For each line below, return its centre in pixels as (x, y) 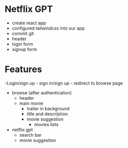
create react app (29, 23)
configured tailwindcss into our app (48, 28)
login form (22, 44)
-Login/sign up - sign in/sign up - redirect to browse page (64, 83)
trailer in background (48, 108)
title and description (47, 114)
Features (23, 69)
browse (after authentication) (42, 92)
